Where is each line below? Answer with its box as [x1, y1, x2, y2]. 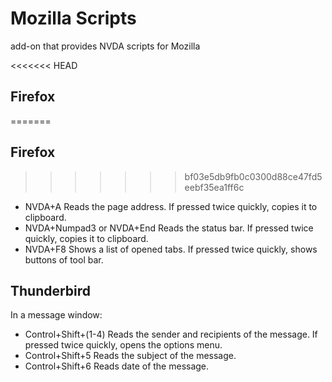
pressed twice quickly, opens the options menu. [24, 339, 223, 351]
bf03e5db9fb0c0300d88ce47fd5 [184, 170, 323, 182]
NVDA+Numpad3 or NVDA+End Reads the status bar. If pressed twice [24, 222, 314, 234]
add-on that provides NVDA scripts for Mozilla [10, 40, 201, 52]
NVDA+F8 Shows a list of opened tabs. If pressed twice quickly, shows [24, 243, 318, 255]
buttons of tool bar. [24, 253, 104, 266]
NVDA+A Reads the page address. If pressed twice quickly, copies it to [24, 200, 318, 212]
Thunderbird [10, 282, 92, 299]
